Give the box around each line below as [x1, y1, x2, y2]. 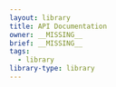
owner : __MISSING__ [9, 30, 83, 39]
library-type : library [9, 64, 95, 73]
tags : [9, 47, 30, 56]
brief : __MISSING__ [9, 38, 83, 48]
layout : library [9, 13, 71, 23]
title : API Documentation [9, 22, 107, 31]
